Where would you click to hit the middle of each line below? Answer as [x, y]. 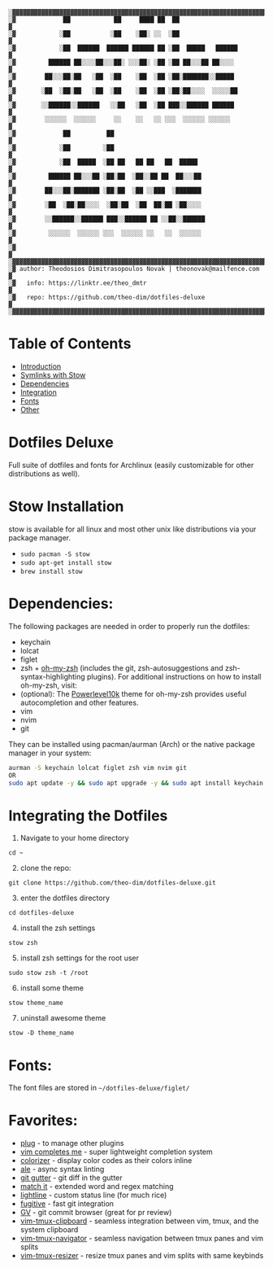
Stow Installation [66, 507]
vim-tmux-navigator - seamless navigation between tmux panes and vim [142, 1239]
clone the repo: [45, 868]
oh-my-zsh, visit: [48, 685]
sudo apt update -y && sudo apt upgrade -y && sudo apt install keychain [136, 783]
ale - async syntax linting [62, 1170]
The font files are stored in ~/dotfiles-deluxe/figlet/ [99, 1088]
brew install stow [51, 571]
